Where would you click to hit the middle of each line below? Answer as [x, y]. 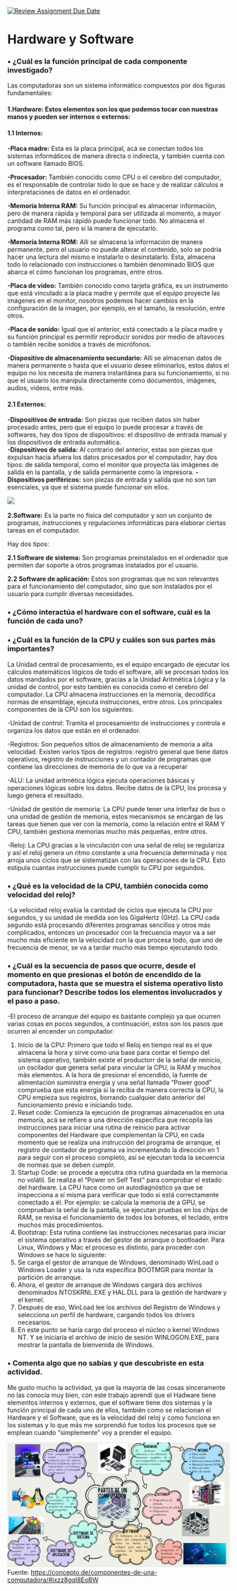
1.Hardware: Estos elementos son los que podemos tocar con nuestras [113, 109]
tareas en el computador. [44, 531]
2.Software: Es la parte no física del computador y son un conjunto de [110, 516]
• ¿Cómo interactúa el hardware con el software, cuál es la [109, 612]
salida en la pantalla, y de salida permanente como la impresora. [101, 472]
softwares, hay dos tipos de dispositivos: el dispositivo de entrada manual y [117, 435]
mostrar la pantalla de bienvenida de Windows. [86, 1345]
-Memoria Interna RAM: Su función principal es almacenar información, [112, 206]
